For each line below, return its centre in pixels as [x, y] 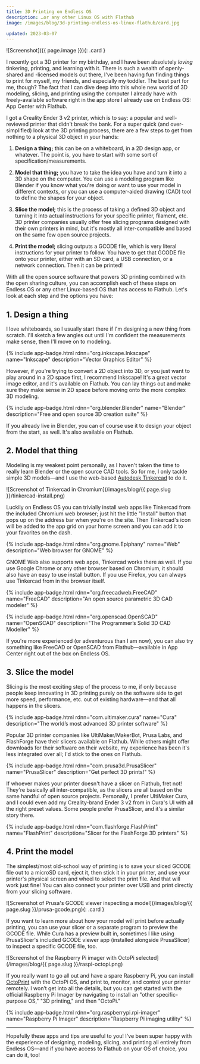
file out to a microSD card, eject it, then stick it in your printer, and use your [98, 872]
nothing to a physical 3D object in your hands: [62, 137]
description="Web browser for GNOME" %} [60, 550]
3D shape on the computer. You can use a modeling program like [94, 179]
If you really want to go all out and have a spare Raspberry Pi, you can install [100, 975]
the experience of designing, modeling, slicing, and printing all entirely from [99, 1042]
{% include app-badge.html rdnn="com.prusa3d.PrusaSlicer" [81, 766]
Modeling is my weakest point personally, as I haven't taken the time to [93, 465]
